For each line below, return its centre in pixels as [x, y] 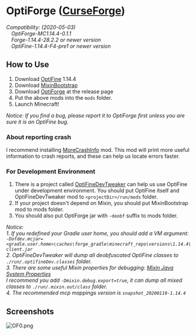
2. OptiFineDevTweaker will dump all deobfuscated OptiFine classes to [92, 255]
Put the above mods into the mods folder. [63, 97]
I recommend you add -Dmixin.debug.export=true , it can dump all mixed [94, 280]
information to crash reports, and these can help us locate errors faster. [93, 156]
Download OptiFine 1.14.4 [45, 79]
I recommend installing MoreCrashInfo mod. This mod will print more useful [98, 150]
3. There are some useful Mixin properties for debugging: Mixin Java [90, 268]
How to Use [28, 65]
